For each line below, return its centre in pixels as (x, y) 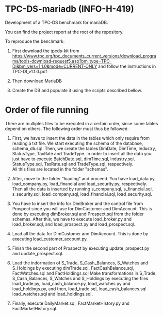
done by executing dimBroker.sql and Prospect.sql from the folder (78, 214)
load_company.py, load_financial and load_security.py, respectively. (80, 184)
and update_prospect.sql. (38, 253)
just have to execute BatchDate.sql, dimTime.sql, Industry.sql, (73, 159)
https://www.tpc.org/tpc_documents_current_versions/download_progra (84, 56)
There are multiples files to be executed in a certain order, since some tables (81, 123)
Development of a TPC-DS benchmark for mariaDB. (57, 22)
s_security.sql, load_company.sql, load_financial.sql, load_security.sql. (82, 194)
